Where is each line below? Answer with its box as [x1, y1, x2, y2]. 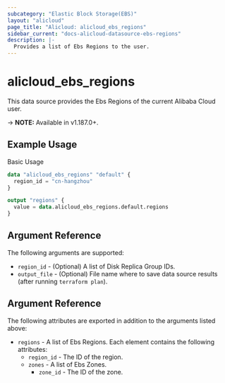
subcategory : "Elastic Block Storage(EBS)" [7, 10, 138, 18]
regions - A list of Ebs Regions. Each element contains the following [17, 337, 215, 346]
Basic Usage [7, 157, 44, 166]
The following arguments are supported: [7, 248, 125, 257]
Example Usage [7, 139, 78, 151]
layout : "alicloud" [7, 17, 65, 24]
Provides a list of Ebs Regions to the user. [13, 43, 150, 50]
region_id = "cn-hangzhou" [13, 177, 93, 184]
